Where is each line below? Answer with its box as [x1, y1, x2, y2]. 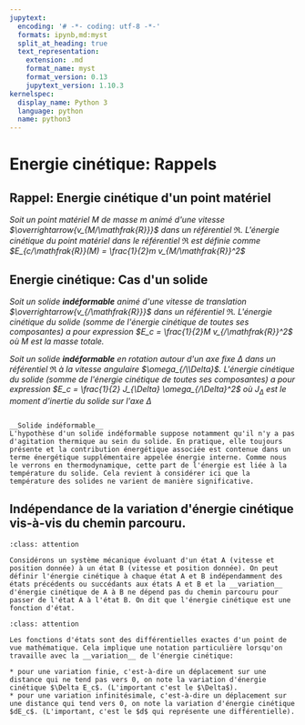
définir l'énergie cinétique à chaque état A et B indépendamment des [9, 571, 283, 580]
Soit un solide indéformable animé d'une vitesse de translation [9, 296, 248, 307]
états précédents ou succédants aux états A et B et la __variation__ [9, 579, 283, 589]
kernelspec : [9, 89, 55, 98]
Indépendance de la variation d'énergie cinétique [9, 501, 294, 517]
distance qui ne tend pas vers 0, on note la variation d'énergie [9, 675, 267, 684]
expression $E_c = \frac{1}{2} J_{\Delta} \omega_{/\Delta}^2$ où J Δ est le [9, 383, 287, 397]
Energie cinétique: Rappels [9, 154, 217, 175]
